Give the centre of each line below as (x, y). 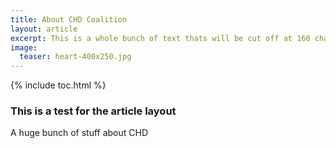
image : (24, 47)
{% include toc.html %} (58, 85)
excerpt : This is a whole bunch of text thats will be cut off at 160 (160, 38)
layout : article (44, 29)
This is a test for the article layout (93, 111)
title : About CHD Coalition (69, 19)
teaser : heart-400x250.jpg (75, 57)
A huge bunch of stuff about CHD (79, 133)
